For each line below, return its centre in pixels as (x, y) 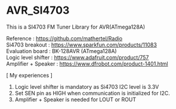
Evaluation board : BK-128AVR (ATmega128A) (62, 51)
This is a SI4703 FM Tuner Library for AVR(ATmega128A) (76, 27)
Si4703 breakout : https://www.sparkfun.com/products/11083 (81, 45)
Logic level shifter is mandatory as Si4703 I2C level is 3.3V (87, 86)
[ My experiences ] (29, 75)
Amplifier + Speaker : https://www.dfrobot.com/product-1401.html (87, 64)
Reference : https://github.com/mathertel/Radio (64, 38)
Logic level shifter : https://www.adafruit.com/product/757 (78, 57)
